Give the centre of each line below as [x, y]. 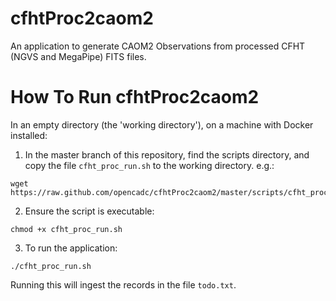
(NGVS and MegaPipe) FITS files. [78, 56]
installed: [29, 135]
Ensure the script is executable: [89, 211]
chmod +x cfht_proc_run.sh [66, 229]
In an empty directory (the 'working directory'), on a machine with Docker [162, 124]
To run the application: [71, 248]
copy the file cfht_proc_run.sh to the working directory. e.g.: [149, 165]
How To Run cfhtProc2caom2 [135, 97]
